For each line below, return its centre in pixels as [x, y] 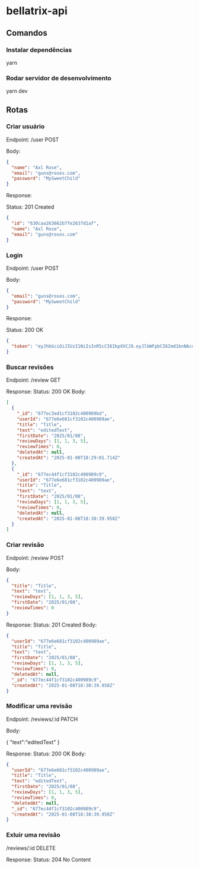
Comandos [27, 33]
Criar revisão [25, 545]
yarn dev [17, 91]
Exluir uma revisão [33, 835]
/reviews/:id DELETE [31, 848]
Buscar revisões [30, 367]
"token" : [22, 347]
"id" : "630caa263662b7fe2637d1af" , [55, 223]
